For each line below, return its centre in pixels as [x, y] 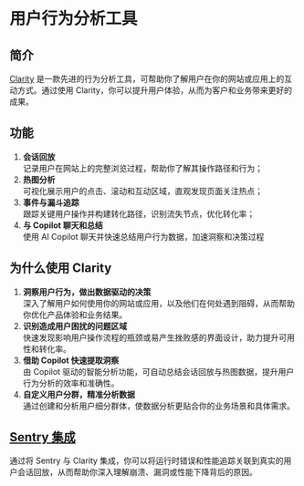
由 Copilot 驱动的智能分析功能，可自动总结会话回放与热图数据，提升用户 [158, 371]
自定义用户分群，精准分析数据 [79, 394]
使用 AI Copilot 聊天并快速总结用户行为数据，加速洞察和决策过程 [143, 236]
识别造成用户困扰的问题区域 [75, 326]
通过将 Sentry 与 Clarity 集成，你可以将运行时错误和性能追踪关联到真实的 [147, 460]
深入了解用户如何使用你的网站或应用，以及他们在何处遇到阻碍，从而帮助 [158, 303]
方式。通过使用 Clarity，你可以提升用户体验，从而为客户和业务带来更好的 [154, 90]
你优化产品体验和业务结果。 [75, 315]
